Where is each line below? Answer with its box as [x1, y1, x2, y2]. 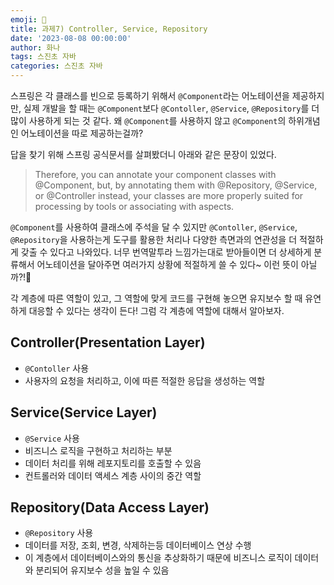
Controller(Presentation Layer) [10, 334, 206, 351]
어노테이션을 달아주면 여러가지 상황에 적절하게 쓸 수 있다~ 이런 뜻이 [36, 259, 299, 270]
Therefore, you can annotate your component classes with [34, 169, 277, 180]
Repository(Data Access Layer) [10, 499, 210, 516]
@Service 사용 [24, 432, 80, 444]
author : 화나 [10, 42, 61, 53]
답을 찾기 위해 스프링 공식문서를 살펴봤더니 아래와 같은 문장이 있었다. [10, 149, 277, 160]
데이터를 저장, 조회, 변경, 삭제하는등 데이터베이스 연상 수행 [24, 539, 252, 551]
